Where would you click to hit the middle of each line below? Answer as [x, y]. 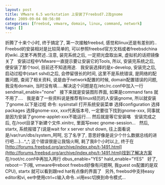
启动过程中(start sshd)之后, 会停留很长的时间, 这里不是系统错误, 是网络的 [79, 74]
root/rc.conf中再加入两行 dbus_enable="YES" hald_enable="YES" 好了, [84, 159]
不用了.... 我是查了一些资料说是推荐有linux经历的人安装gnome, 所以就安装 [81, 98]
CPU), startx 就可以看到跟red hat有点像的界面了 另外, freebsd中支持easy [80, 171]
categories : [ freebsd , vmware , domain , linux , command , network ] [74, 23]
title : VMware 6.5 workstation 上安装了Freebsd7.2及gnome [64, 14]
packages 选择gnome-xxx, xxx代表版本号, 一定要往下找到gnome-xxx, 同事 [81, 111]
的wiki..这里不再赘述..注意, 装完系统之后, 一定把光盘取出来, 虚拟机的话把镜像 [82, 55]
